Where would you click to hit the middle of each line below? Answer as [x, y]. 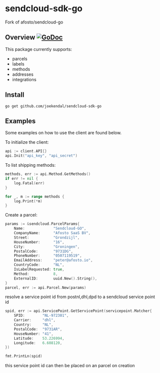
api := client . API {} [26, 151]
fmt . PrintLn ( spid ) [24, 356]
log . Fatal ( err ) [29, 183]
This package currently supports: [39, 49]
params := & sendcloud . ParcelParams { [42, 224]
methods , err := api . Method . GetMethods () [48, 174]
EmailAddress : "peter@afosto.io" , [53, 260]
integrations [24, 79]
